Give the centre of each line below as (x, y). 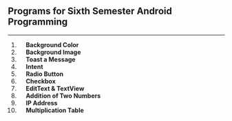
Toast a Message (51, 59)
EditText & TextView (55, 88)
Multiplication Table (55, 110)
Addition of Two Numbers (63, 96)
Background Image (53, 52)
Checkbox (41, 81)
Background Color (52, 44)
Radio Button (45, 74)
